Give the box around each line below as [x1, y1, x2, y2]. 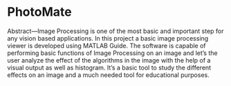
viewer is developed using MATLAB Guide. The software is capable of [7, 41, 206, 50]
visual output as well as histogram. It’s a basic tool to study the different [7, 63, 212, 72]
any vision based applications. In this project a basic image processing [7, 34, 209, 42]
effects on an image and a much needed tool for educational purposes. [7, 70, 210, 79]
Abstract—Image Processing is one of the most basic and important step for [7, 27, 224, 35]
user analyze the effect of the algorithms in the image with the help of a [7, 56, 211, 64]
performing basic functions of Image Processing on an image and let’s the [7, 49, 218, 57]
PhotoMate [7, 4, 72, 20]
